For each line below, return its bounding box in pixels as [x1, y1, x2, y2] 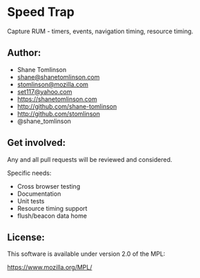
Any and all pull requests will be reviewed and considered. [7, 155, 172, 163]
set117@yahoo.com [17, 87, 72, 95]
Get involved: [7, 137, 66, 149]
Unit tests [17, 196, 45, 205]
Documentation [17, 189, 61, 198]
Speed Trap [7, 4, 74, 20]
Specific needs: [7, 169, 52, 177]
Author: [7, 47, 41, 59]
